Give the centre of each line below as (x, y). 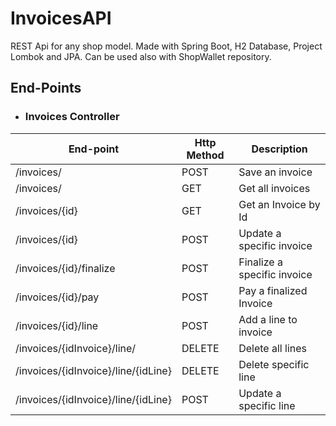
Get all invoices (274, 188)
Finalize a (260, 262)
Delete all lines (272, 348)
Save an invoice (275, 172)
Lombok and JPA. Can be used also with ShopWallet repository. (141, 56)
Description (279, 149)
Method (205, 155)
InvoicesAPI (61, 18)
